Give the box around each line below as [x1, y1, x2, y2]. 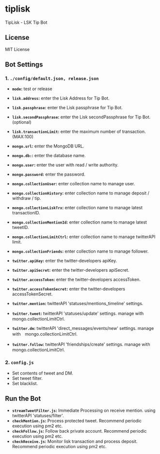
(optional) [12, 119, 32, 125]
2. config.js [5, 359, 34, 366]
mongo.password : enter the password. [12, 171, 86, 178]
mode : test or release [12, 86, 52, 92]
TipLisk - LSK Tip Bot [5, 19, 48, 25]
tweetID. [12, 225, 29, 230]
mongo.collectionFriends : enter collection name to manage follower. [12, 248, 149, 254]
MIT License [5, 46, 30, 52]
